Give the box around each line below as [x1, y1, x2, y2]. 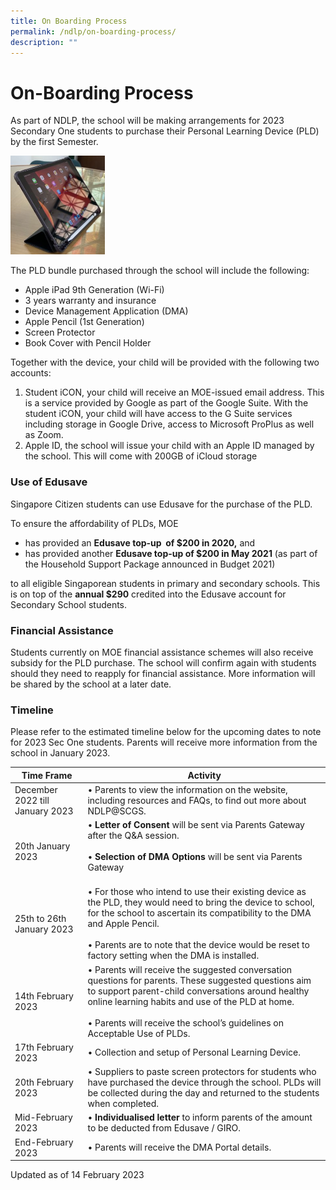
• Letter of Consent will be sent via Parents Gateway [87, 819, 305, 831]
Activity [187, 769, 222, 781]
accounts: [10, 367, 52, 379]
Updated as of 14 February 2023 [10, 1169, 145, 1181]
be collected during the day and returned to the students [87, 1087, 320, 1099]
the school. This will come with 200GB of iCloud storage [24, 450, 258, 462]
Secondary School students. [10, 598, 128, 610]
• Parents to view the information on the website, [87, 783, 288, 795]
